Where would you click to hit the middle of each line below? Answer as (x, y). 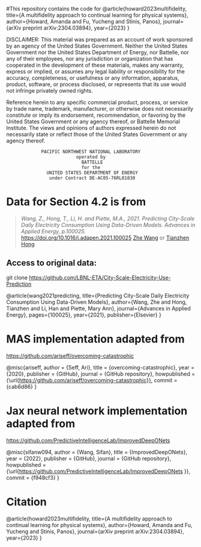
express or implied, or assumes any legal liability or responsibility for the (95, 71)
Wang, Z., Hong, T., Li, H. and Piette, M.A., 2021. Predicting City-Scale (108, 218)
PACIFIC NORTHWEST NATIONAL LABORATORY (91, 152)
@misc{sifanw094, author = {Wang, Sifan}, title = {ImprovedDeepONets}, (97, 452)
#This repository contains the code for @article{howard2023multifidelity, (97, 9)
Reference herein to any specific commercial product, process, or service (97, 102)
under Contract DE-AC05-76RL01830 (92, 178)
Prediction (19, 284)
